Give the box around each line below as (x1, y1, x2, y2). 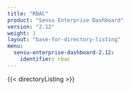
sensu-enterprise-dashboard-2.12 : (13, 50, 115, 57)
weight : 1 (7, 29, 37, 37)
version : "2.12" (7, 23, 55, 30)
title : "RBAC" (7, 10, 49, 17)
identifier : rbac (20, 56, 71, 63)
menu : (7, 43, 23, 50)
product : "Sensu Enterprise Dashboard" (7, 17, 124, 24)
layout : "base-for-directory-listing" (7, 36, 121, 43)
